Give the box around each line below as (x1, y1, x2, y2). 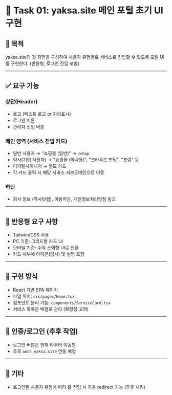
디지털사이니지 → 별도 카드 (12, 163, 67, 169)
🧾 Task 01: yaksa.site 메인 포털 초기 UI (5, 5, 164, 16)
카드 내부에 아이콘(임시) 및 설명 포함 (12, 251, 84, 257)
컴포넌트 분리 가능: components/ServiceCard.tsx (12, 299, 111, 305)
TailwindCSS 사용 (12, 232, 50, 238)
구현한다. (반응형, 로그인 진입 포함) (10, 60, 80, 67)
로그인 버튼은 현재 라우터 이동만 (12, 341, 76, 348)
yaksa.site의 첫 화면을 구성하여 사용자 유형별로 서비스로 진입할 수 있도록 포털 (5, 54, 159, 60)
